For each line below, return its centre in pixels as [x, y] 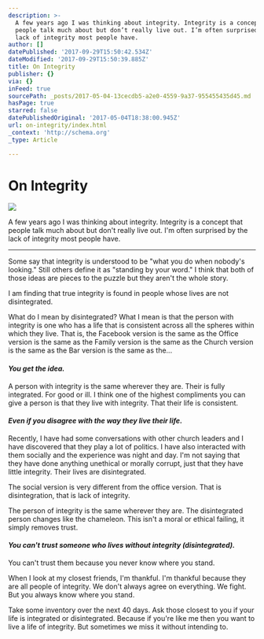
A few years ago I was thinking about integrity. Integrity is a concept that [126, 222]
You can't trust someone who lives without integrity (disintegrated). [122, 545]
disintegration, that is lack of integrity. [70, 495]
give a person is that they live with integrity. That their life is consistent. [123, 403]
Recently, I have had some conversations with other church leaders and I [126, 438]
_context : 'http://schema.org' [59, 132]
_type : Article [33, 140]
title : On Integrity [42, 67]
